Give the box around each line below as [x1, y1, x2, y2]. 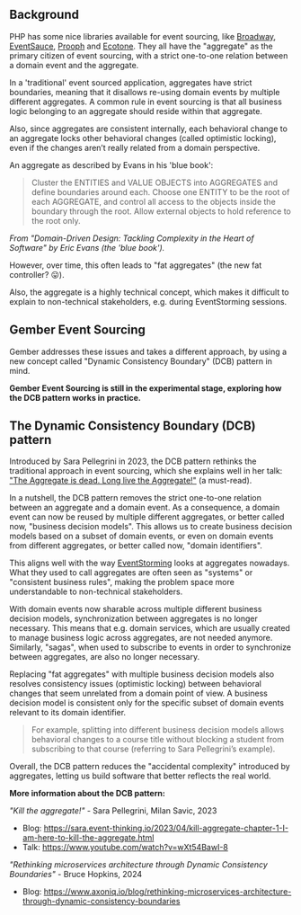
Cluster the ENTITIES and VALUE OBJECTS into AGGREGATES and [31, 177, 279, 188]
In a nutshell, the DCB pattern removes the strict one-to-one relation [9, 493, 262, 503]
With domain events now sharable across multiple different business [9, 604, 262, 615]
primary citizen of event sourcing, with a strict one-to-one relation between [9, 49, 288, 61]
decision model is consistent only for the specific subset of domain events [9, 697, 285, 708]
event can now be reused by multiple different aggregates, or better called [9, 511, 285, 522]
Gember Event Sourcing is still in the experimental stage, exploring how [9, 382, 282, 394]
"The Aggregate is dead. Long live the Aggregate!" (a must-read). [9, 475, 252, 486]
